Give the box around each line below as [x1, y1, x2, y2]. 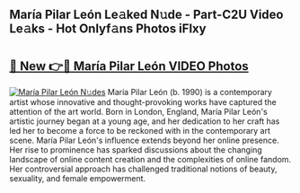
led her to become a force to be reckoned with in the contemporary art [9, 126, 271, 136]
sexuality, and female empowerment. [9, 173, 146, 183]
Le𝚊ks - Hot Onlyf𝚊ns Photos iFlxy [9, 22, 207, 37]
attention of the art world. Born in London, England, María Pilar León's [9, 107, 268, 117]
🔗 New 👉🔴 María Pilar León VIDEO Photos [9, 58, 249, 74]
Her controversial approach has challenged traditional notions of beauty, [9, 163, 278, 174]
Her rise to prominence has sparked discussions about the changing [9, 145, 262, 155]
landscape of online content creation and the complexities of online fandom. [9, 154, 292, 164]
